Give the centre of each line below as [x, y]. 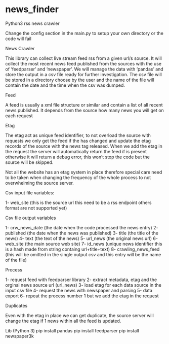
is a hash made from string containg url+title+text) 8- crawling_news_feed [82, 249]
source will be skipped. [29, 162]
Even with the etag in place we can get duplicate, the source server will [80, 315]
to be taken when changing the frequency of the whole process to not [78, 177]
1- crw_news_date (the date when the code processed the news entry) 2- [82, 227]
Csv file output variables [31, 218]
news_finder [32, 9]
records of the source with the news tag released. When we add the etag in [84, 146]
